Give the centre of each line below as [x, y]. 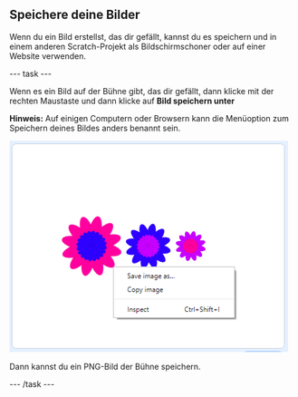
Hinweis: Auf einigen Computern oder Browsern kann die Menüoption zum [149, 118]
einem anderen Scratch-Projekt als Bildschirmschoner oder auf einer [138, 46]
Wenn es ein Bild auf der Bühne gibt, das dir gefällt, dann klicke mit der [142, 91]
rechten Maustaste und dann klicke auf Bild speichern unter [122, 101]
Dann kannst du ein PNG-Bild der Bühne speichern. [105, 366]
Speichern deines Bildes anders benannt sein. [95, 128]
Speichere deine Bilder [75, 15]
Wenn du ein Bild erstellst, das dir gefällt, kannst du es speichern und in [143, 36]
